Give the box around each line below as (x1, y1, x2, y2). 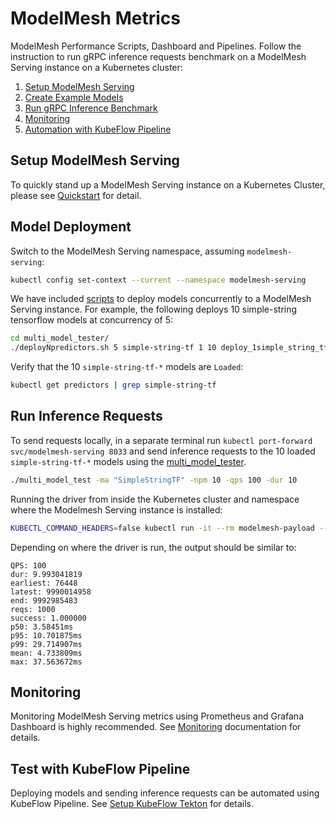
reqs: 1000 (10, 604, 56, 614)
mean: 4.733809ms (10, 648, 83, 658)
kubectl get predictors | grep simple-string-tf (10, 380, 217, 391)
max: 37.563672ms (10, 657, 83, 667)
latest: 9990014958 (10, 587, 92, 597)
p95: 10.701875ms (10, 630, 83, 641)
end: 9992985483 (10, 595, 78, 606)
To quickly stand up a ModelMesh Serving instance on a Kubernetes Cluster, (10, 178, 326, 191)
